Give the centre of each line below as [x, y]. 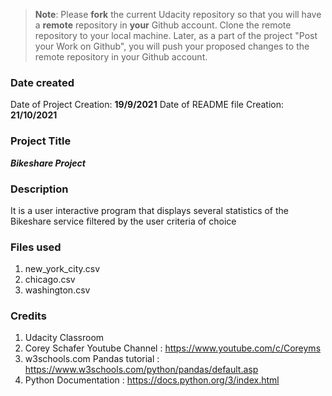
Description [39, 189]
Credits [28, 316]
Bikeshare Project [48, 163]
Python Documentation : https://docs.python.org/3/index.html [152, 380]
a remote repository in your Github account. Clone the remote [163, 25]
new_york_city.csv [62, 269]
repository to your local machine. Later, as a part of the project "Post [176, 35]
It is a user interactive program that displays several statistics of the [150, 210]
